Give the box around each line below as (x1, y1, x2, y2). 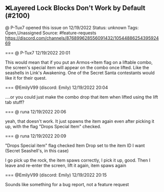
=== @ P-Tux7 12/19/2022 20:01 (5, 50, 70, 55)
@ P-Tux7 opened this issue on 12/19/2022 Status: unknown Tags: (5, 25, 139, 30)
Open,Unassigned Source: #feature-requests (5, 29, 97, 36)
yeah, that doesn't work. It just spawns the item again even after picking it (5, 118, 155, 124)
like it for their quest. (5, 75, 47, 81)
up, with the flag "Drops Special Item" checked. (5, 123, 102, 129)
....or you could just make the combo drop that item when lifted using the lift (5, 94, 158, 100)
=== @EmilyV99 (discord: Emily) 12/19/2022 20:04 (5, 84, 108, 90)
